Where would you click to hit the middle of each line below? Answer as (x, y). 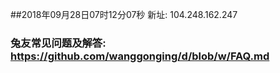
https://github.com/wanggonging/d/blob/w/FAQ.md (140, 56)
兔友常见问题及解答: (58, 43)
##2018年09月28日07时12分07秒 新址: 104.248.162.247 (124, 14)
